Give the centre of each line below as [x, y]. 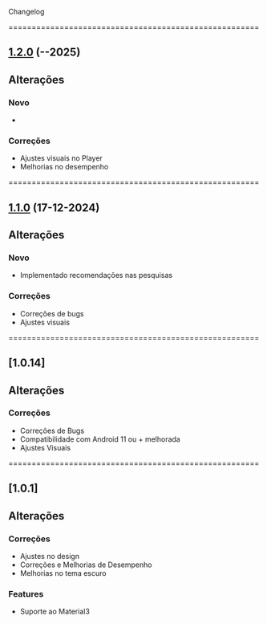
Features [26, 593]
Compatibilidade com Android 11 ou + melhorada [100, 439]
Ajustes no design [50, 556]
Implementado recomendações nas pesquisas [96, 275]
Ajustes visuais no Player [61, 158]
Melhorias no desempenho [64, 167]
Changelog [26, 12]
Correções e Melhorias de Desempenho [86, 565]
